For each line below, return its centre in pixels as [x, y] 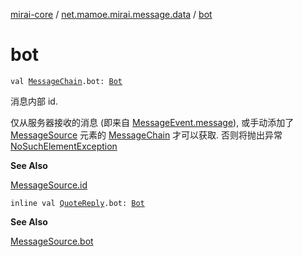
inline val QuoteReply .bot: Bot [77, 203]
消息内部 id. [34, 101]
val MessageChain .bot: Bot [66, 81]
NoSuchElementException [64, 146]
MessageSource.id [49, 185]
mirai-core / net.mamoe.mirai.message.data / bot [111, 14]
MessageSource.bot [52, 241]
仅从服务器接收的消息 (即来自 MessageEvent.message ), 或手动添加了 [152, 122]
